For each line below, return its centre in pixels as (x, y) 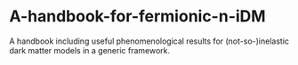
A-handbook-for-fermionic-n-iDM (137, 16)
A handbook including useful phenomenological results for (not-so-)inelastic (149, 41)
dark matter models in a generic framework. (90, 50)
